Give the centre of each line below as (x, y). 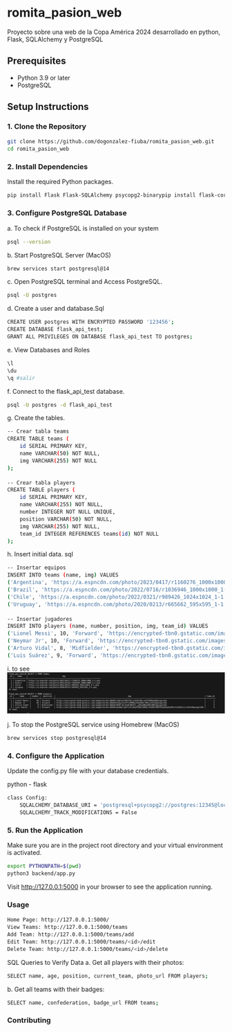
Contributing (29, 1020)
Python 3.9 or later (43, 78)
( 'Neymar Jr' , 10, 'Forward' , (51, 641)
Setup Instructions (48, 107)
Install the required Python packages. (60, 182)
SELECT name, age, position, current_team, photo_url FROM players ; (108, 976)
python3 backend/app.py (41, 873)
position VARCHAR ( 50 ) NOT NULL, (66, 519)
